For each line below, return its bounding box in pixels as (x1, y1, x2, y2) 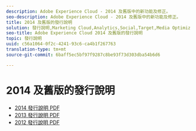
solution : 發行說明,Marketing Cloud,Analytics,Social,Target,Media (6, 24, 170, 31)
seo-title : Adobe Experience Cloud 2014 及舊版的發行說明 (6, 30, 143, 36)
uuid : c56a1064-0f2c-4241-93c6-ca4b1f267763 (6, 41, 116, 47)
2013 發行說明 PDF (14, 111, 60, 118)
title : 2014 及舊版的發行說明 (6, 19, 73, 25)
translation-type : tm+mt (6, 47, 66, 52)
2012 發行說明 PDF (14, 119, 60, 126)
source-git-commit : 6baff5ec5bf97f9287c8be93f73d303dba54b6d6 (6, 52, 160, 58)
